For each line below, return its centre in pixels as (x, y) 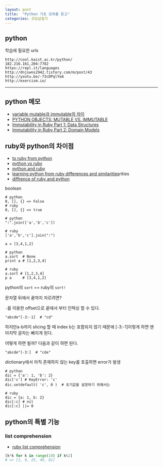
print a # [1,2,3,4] (26, 261)
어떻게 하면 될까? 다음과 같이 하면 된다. (42, 343)
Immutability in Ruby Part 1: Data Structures (55, 125)
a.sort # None (20, 257)
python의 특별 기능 (32, 422)
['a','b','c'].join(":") (30, 235)
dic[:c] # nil (19, 402)
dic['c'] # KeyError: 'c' (31, 379)
